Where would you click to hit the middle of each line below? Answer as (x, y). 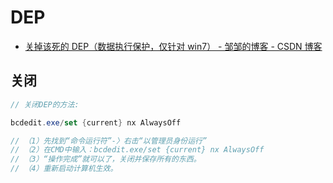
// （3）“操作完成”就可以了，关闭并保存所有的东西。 (106, 159)
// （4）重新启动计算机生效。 (64, 169)
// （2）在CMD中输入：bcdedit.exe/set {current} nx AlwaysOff (137, 150)
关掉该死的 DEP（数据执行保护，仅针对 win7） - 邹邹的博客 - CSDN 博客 (173, 46)
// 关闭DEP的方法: (45, 104)
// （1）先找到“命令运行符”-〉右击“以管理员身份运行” (109, 141)
